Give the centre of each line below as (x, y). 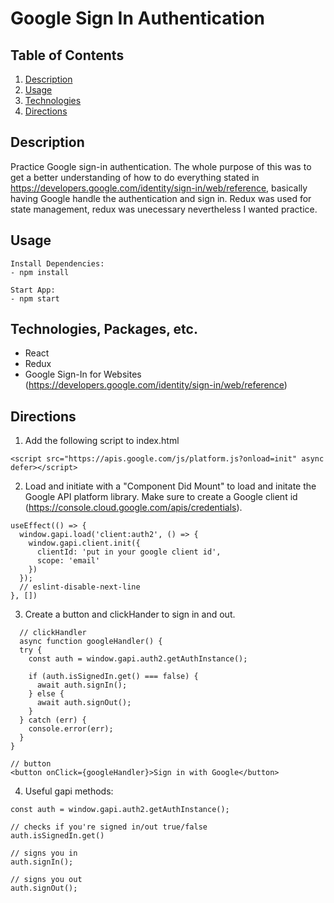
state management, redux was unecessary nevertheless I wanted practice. (164, 209)
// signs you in (44, 853)
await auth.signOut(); (84, 703)
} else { (46, 694)
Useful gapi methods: (69, 791)
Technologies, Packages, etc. (104, 329)
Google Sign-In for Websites (83, 374)
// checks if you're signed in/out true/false (109, 827)
